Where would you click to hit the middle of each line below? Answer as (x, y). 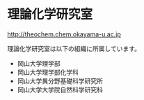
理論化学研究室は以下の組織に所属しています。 (74, 48)
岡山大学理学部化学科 (48, 72)
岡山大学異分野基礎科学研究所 (60, 80)
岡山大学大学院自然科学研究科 (60, 90)
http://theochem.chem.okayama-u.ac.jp (64, 34)
